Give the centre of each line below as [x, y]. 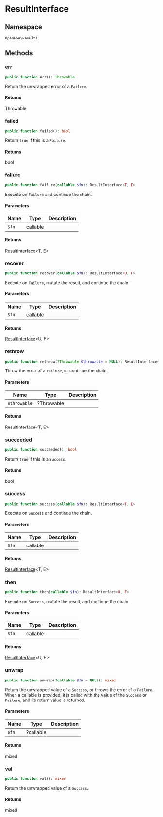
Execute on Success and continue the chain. [49, 513]
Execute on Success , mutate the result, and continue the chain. [67, 601]
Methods [19, 53]
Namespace [24, 27]
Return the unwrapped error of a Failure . [46, 86]
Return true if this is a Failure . [36, 140]
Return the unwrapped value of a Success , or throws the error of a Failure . [79, 690]
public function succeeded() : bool [41, 450]
